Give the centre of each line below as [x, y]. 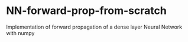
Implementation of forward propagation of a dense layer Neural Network [94, 27]
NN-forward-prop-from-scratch [86, 11]
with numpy [20, 33]
